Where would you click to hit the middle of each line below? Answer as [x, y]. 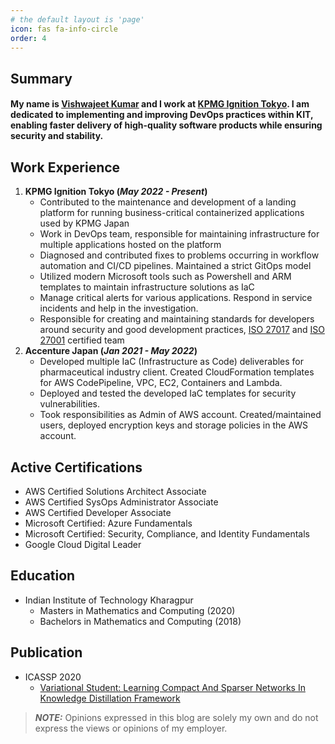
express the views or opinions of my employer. [131, 728]
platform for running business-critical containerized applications [172, 213]
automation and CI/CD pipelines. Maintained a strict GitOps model [175, 266]
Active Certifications [76, 467]
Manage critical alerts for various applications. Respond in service [176, 298]
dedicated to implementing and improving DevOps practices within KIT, [162, 115]
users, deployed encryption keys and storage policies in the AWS [174, 425]
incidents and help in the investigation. [119, 308]
